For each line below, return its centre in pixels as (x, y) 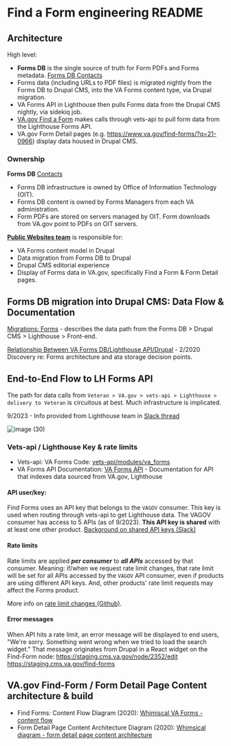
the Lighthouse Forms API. (55, 126)
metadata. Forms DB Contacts (60, 75)
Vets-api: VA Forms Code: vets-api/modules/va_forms (93, 462)
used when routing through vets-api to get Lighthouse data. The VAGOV (109, 515)
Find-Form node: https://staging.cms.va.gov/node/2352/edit (92, 656)
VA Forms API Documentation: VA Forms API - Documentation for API (115, 469)
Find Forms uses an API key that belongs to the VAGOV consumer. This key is (114, 508)
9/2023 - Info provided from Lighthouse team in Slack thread (93, 415)
